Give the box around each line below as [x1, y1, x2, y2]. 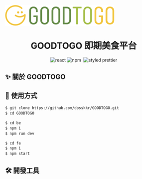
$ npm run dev [5, 131, 35, 136]
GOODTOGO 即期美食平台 [30, 40, 137, 51]
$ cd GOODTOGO [5, 111, 35, 116]
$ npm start [5, 151, 30, 156]
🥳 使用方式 [5, 91, 37, 99]
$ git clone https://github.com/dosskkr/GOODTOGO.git [5, 105, 120, 110]
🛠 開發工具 [5, 166, 40, 174]
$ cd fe [5, 140, 21, 145]
